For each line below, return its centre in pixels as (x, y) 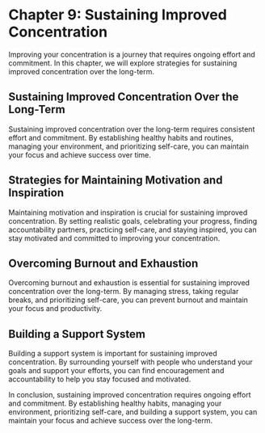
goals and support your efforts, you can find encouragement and (116, 371)
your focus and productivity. (55, 309)
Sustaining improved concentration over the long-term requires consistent (132, 129)
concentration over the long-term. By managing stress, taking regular (124, 292)
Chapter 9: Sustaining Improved (118, 15)
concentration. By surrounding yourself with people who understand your (130, 362)
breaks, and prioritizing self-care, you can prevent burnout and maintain (128, 300)
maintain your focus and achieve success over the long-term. (110, 421)
